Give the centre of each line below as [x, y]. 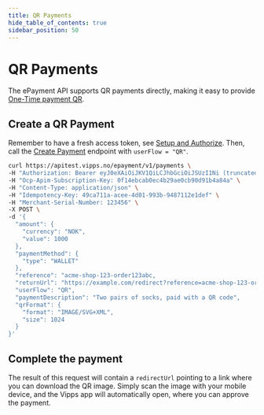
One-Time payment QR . [46, 99]
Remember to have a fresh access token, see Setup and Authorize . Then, [126, 143]
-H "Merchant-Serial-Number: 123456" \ [73, 202]
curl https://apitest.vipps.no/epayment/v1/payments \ [100, 166]
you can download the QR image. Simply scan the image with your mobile [127, 386]
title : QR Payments [40, 15]
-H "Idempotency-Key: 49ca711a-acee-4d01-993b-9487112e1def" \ [114, 195]
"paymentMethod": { [47, 254]
